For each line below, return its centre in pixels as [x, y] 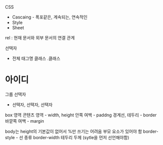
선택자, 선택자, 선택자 [32, 105]
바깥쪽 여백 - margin [25, 121]
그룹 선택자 [16, 94]
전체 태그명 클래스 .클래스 [36, 58]
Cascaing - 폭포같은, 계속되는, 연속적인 [50, 17]
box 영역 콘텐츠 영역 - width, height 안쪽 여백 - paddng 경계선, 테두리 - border [81, 115]
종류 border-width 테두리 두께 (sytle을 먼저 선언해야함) [77, 137]
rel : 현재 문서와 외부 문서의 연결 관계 [40, 38]
